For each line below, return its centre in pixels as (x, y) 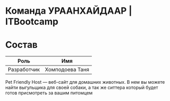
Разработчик (24, 70)
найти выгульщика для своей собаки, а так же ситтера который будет (82, 88)
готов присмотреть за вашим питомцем (49, 93)
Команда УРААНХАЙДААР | (69, 11)
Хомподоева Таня (67, 70)
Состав (21, 45)
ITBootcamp (32, 22)
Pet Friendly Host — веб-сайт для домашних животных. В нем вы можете (85, 82)
